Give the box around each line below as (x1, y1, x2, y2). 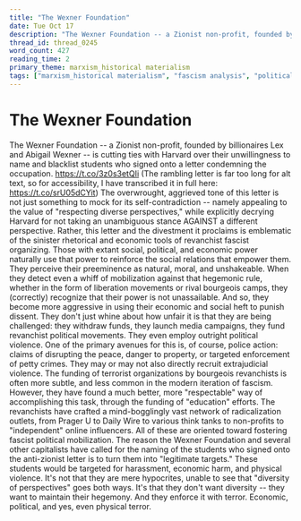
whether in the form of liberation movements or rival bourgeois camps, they (9, 282, 288, 293)
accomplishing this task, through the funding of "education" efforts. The (9, 396, 276, 407)
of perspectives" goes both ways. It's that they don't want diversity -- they (9, 482, 285, 492)
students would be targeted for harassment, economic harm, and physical (9, 463, 282, 474)
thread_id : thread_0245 (9, 38, 99, 47)
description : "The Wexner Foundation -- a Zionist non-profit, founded (9, 30, 282, 38)
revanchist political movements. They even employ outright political (9, 329, 258, 340)
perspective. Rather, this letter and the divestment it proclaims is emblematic (9, 225, 292, 235)
